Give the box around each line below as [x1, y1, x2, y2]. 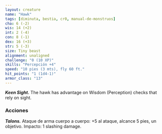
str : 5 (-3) [5, 44, 30, 49]
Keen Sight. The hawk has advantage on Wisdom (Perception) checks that [5, 89, 157, 95]
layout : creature [5, 7, 41, 12]
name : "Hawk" [5, 12, 32, 17]
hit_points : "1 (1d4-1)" [5, 71, 56, 76]
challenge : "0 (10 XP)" [5, 58, 54, 63]
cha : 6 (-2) [5, 21, 30, 26]
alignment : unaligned [5, 53, 50, 58]
